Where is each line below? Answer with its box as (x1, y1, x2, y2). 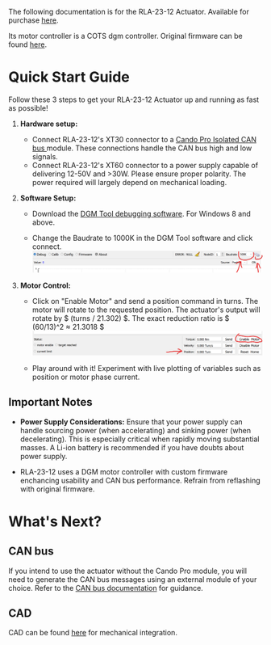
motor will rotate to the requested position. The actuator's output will (31, 305, 261, 314)
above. (31, 217, 55, 227)
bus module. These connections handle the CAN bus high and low (31, 143, 252, 153)
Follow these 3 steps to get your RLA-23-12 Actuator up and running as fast (8, 95, 260, 104)
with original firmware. (19, 484, 95, 494)
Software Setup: (19, 193, 77, 203)
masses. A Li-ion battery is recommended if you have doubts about (19, 442, 244, 452)
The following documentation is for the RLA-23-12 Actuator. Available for (8, 7, 250, 16)
